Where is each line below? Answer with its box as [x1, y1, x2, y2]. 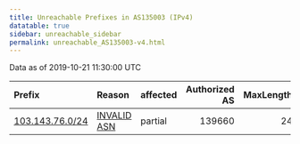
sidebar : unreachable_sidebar [9, 29, 122, 38]
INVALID [96, 109, 132, 122]
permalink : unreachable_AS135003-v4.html [9, 37, 166, 47]
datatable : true [9, 21, 70, 30]
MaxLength [243, 89, 293, 101]
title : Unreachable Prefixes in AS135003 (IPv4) [9, 12, 194, 22]
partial [140, 115, 168, 127]
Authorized [186, 84, 235, 96]
